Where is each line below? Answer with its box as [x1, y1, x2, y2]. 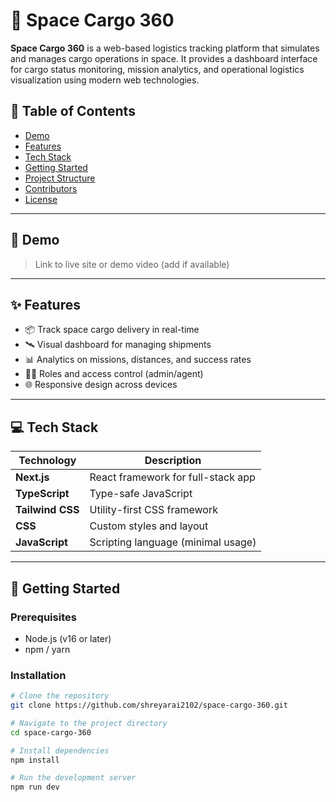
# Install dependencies [10, 745, 110, 756]
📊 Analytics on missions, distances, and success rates [24, 354, 252, 366]
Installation [10, 668, 67, 682]
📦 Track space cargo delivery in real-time [24, 324, 200, 336]
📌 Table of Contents [10, 103, 136, 120]
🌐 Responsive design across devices [24, 379, 178, 391]
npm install [10, 755, 60, 765]
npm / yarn [24, 643, 71, 655]
